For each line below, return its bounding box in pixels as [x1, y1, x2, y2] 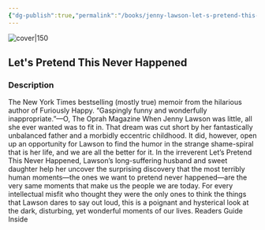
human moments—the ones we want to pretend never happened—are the [8, 172, 248, 182]
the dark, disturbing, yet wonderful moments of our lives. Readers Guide [8, 206, 243, 216]
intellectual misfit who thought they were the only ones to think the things [8, 190, 247, 199]
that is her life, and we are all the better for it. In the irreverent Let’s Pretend [8, 147, 252, 158]
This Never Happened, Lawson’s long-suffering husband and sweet [8, 156, 228, 165]
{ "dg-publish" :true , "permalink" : [8, 11, 118, 20]
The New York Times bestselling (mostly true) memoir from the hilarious [8, 98, 242, 107]
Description [8, 80, 54, 91]
